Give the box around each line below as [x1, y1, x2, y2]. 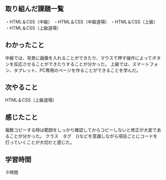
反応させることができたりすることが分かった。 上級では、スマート [13, 61, 150, 67]
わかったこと [5, 41, 45, 49]
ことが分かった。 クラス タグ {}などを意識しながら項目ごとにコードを [9, 133, 158, 139]
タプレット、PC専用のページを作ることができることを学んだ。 [13, 67, 141, 73]
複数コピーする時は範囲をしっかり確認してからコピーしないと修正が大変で [5, 127, 157, 133]
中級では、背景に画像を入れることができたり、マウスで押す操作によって [5, 55, 153, 61]
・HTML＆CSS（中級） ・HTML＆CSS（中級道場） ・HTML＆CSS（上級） [5, 19, 158, 25]
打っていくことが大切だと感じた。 [5, 139, 75, 145]
